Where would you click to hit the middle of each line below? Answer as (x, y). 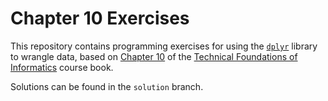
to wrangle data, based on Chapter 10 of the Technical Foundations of (154, 56)
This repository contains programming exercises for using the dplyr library (164, 46)
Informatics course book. (62, 67)
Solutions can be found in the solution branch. (107, 86)
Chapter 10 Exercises (100, 18)
